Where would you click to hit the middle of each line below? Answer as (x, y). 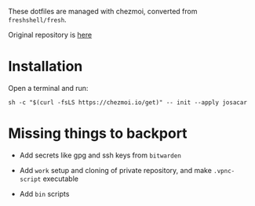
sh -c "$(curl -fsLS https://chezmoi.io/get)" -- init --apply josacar (127, 102)
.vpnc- (224, 171)
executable (60, 179)
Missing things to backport (98, 134)
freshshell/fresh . (37, 20)
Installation (46, 67)
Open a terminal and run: (48, 88)
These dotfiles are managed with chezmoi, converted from (103, 11)
